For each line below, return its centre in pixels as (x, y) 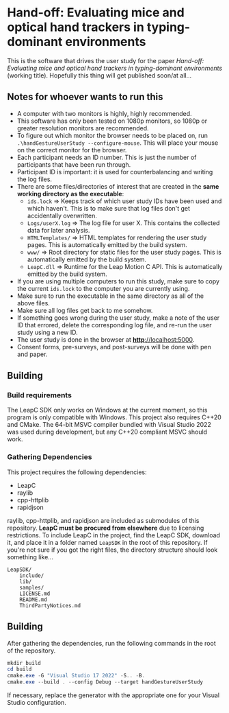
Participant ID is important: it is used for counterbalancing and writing (115, 172)
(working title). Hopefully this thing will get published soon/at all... (99, 75)
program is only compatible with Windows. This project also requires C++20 (114, 417)
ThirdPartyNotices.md (50, 605)
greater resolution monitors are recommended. (83, 128)
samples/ (32, 587)
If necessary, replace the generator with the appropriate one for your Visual (113, 695)
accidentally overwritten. (62, 215)
